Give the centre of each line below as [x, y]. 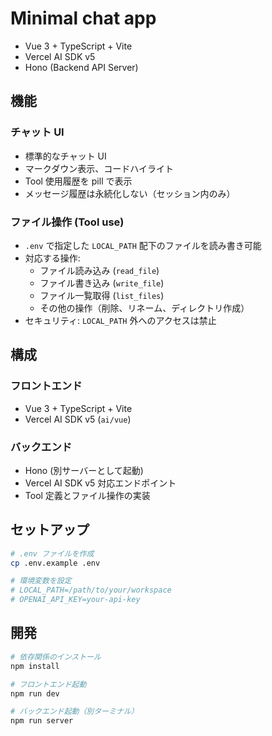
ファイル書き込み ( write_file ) [102, 283]
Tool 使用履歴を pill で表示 [78, 181]
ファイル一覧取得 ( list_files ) [102, 295]
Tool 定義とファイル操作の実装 [87, 495]
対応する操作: [52, 258]
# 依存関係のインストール [56, 657]
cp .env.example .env [55, 563]
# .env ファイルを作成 [52, 553]
